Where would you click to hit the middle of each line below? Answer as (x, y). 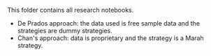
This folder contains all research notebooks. (71, 10)
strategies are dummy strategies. (65, 31)
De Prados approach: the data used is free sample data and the (109, 23)
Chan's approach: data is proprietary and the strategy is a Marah (110, 38)
